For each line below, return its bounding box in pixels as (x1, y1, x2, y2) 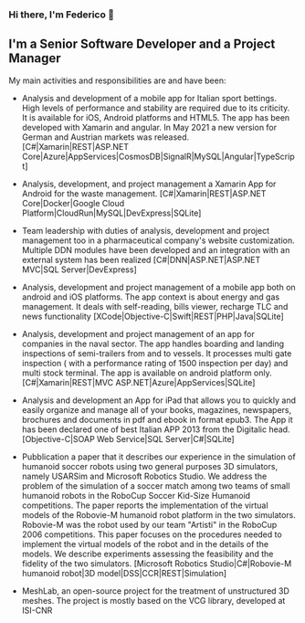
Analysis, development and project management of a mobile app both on (21, 281, 296, 292)
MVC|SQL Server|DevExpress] (21, 264, 138, 275)
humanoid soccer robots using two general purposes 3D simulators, (21, 460, 279, 471)
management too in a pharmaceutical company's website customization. (21, 235, 296, 246)
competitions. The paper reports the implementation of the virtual (21, 500, 268, 511)
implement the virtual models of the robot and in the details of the (21, 538, 269, 549)
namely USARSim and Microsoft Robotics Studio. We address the (21, 470, 268, 481)
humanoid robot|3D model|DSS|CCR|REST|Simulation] (21, 567, 227, 578)
